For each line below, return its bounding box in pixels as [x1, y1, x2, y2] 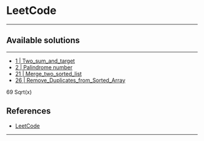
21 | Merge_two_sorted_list [15, 70, 82, 77]
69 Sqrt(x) [6, 88, 32, 95]
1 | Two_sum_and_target [15, 57, 75, 64]
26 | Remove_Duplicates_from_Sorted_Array [15, 77, 126, 84]
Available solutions [6, 35, 80, 46]
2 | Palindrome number [15, 63, 73, 70]
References [6, 106, 51, 116]
